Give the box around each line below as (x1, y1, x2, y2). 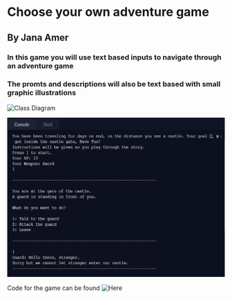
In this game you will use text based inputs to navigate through (7, 52, 222, 62)
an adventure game (7, 61, 74, 70)
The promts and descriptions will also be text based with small (7, 79, 221, 89)
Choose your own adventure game (7, 4, 209, 20)
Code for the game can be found (7, 284, 100, 292)
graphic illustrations (7, 88, 77, 97)
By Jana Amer (7, 32, 69, 44)
